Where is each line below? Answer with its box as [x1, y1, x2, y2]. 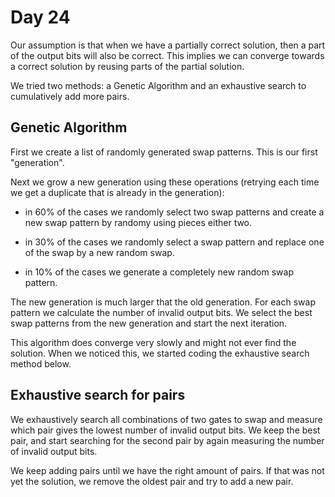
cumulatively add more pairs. [10, 90, 130, 102]
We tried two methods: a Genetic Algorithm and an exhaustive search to [10, 79, 307, 91]
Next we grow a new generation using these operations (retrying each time [10, 176, 320, 188]
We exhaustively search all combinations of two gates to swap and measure [10, 413, 323, 425]
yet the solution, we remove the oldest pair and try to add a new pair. [10, 475, 294, 487]
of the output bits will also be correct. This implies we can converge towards [10, 49, 325, 61]
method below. [10, 357, 72, 370]
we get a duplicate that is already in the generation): [10, 186, 225, 198]
